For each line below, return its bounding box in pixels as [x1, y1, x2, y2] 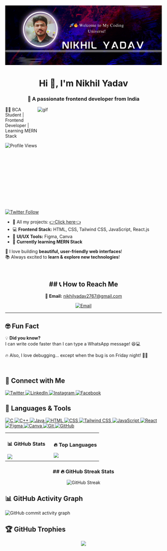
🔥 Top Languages [54, 441, 97, 448]
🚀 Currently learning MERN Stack [12, 239, 83, 245]
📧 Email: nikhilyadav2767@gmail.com [45, 293, 122, 299]
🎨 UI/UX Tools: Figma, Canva [12, 234, 73, 240]
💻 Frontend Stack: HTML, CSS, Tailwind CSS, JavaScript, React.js [12, 226, 150, 232]
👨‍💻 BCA [5, 107, 21, 113]
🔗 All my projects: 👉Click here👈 [12, 219, 81, 225]
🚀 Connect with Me [5, 377, 66, 385]
